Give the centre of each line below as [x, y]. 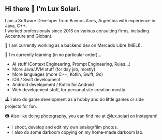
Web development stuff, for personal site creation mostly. [69, 89]
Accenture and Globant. [29, 36]
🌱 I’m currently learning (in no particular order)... [53, 55]
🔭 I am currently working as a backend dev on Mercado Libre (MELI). [74, 45]
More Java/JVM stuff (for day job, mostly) [54, 69]
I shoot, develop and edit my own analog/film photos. [65, 127]
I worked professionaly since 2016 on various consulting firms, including [77, 31]
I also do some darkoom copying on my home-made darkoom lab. [78, 132]
